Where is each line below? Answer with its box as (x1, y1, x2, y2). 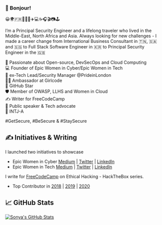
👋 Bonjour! (5, 4, 31, 11)
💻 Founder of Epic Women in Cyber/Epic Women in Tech (5, 65, 123, 71)
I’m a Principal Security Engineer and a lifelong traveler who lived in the (5, 27, 152, 34)
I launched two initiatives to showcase (5, 149, 84, 155)
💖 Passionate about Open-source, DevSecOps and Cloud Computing (5, 59, 146, 65)
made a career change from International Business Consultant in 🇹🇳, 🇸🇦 (5, 38, 157, 44)
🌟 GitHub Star (5, 83, 33, 89)
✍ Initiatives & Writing (5, 133, 77, 142)
